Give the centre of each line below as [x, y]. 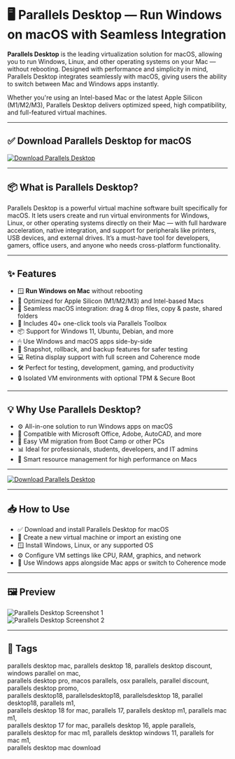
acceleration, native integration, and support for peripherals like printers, [112, 230]
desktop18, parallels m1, [41, 703]
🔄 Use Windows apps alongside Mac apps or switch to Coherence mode [122, 563]
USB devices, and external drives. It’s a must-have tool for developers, [109, 238]
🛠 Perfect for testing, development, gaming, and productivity [106, 368]
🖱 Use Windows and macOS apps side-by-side [85, 342]
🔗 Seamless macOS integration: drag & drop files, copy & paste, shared [120, 309]
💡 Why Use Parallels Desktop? [74, 409]
